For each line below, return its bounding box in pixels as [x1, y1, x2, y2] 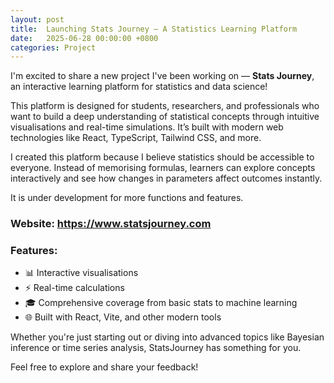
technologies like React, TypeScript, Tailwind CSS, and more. [10, 132, 262, 144]
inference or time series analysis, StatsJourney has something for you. [10, 342, 302, 354]
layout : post [10, 14, 65, 25]
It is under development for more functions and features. [10, 192, 244, 204]
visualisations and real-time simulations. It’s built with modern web [10, 121, 284, 133]
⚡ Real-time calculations [24, 282, 125, 294]
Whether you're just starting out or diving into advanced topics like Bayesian [10, 331, 325, 343]
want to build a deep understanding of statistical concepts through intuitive [10, 111, 320, 123]
